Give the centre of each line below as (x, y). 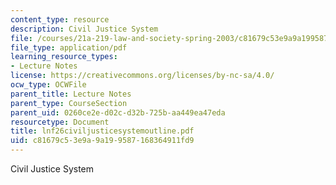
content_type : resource (60, 19)
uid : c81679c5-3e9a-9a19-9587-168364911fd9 (102, 141)
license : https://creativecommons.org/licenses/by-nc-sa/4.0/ (142, 76)
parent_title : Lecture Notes (71, 94)
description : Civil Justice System (84, 29)
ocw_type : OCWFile (48, 85)
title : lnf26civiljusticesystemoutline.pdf (102, 131)
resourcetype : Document (60, 122)
